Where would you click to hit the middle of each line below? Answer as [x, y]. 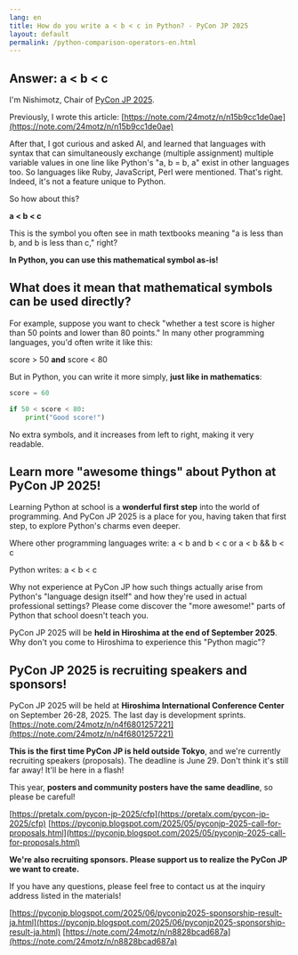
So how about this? [44, 199]
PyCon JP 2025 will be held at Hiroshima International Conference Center [147, 706]
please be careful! [42, 797]
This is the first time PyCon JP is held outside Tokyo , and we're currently [145, 751]
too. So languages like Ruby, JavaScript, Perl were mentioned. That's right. [146, 172]
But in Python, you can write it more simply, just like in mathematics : [136, 376]
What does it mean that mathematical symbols [141, 288]
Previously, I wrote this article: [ [67, 117]
